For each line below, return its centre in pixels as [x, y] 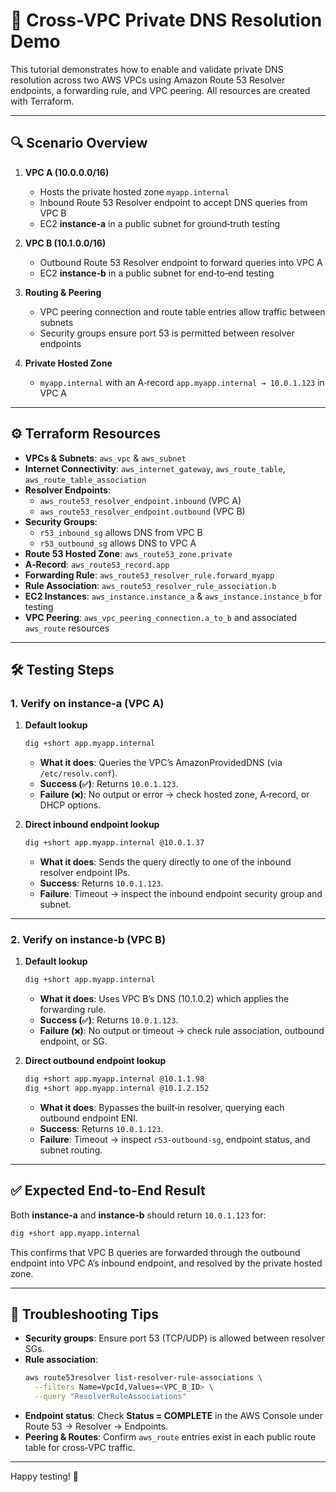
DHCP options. [70, 805]
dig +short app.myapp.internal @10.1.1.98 [114, 1079]
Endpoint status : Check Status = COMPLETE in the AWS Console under [173, 1416]
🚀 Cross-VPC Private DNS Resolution [166, 20]
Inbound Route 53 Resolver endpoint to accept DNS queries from [173, 202]
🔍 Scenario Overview [79, 143]
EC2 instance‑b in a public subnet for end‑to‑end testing [157, 273]
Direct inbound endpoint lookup [92, 825]
